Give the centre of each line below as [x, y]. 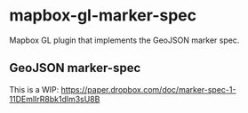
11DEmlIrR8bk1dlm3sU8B [55, 99]
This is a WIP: [34, 89]
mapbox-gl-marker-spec [103, 16]
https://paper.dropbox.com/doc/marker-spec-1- [148, 89]
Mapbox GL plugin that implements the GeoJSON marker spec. [124, 40]
